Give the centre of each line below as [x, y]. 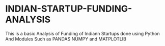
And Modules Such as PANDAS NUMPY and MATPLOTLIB [66, 39]
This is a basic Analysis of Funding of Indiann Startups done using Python [82, 33]
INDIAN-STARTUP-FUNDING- [69, 9]
